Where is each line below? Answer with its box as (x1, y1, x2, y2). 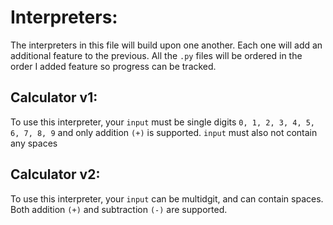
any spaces (10, 137, 58, 149)
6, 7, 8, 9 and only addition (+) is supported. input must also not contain (10, 126, 318, 138)
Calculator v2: (10, 166, 101, 183)
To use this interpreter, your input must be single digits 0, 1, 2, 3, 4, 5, (10, 116, 316, 128)
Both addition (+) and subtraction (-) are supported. (10, 203, 228, 215)
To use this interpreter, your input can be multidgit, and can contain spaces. (10, 192, 324, 205)
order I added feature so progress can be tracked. (10, 60, 217, 72)
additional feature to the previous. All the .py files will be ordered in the (10, 49, 303, 61)
